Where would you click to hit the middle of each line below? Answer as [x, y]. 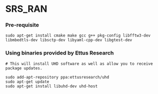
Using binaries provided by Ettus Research [60, 53]
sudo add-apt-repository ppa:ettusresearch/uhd [57, 77]
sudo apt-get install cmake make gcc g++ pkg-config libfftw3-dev [78, 36]
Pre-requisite [22, 25]
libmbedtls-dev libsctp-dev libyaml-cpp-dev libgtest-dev [69, 40]
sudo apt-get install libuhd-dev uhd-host [51, 86]
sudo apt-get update [28, 82]
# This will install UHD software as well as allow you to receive [79, 64]
